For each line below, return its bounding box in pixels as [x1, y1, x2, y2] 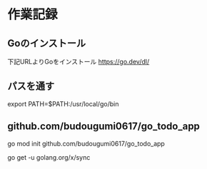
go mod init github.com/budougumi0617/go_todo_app [7, 139, 166, 148]
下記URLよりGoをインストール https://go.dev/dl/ [7, 58, 150, 66]
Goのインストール [7, 37, 86, 49]
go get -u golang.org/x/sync [7, 153, 91, 161]
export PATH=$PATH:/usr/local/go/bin [7, 99, 119, 108]
